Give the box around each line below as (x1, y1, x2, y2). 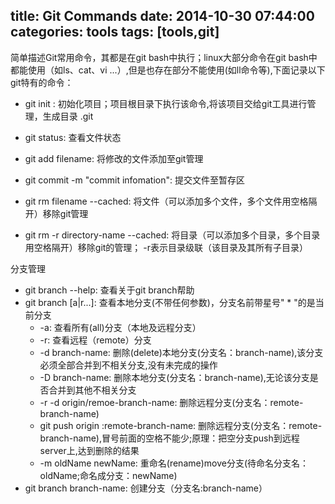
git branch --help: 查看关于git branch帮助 (24, 284, 195, 296)
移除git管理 (42, 207, 89, 219)
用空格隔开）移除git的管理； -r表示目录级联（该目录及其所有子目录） (24, 241, 308, 253)
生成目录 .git (42, 110, 94, 122)
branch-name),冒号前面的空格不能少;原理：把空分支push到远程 (39, 432, 300, 444)
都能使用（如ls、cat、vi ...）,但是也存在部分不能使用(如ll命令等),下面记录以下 (10, 64, 326, 76)
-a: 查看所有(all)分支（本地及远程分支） (39, 321, 202, 333)
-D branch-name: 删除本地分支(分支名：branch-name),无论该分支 (39, 371, 310, 383)
